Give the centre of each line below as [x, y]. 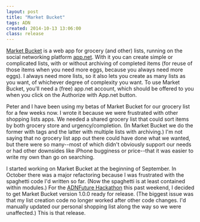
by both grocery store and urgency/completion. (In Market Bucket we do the [100, 126]
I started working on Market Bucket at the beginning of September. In [91, 169]
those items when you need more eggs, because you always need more [95, 70]
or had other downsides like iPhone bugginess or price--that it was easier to [100, 151]
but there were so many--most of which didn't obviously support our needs [99, 145]
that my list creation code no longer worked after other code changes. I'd [96, 201]
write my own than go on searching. [50, 157]
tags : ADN [19, 23]
